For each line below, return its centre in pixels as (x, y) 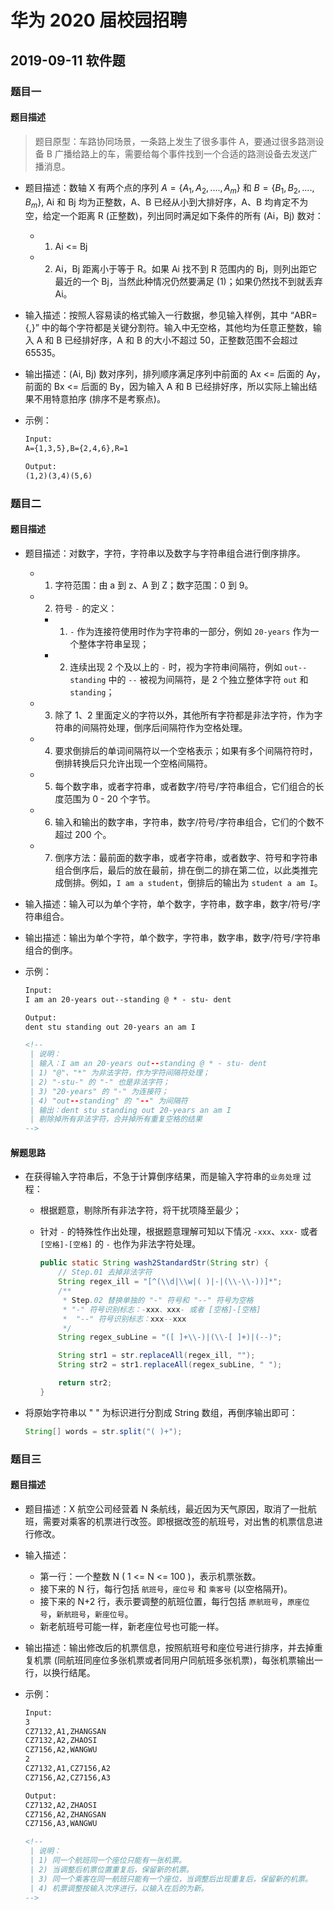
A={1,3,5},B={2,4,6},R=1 (76, 449)
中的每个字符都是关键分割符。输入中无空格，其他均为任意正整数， (177, 328)
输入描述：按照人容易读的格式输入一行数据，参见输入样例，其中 (156, 315)
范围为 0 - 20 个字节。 (109, 798)
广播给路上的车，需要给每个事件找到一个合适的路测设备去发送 (181, 153)
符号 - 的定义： (86, 608)
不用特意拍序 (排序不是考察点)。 (99, 399)
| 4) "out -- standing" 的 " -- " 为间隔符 (108, 1101)
